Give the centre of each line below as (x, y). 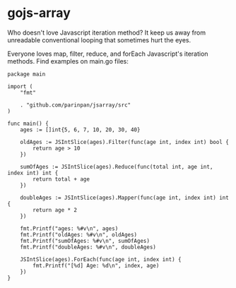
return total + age (61, 179)
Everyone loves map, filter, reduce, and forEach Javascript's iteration (108, 54)
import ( (20, 86)
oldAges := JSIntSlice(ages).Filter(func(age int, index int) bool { (125, 142)
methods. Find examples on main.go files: (68, 61)
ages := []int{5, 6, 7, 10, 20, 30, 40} (80, 130)
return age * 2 (55, 210)
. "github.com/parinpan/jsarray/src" (76, 105)
